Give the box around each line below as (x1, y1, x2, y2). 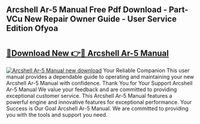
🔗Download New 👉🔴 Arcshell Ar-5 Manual (6, 48, 169, 58)
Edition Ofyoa (6, 23, 59, 33)
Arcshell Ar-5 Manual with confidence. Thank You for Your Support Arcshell (6, 80, 193, 86)
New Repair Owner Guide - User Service (24, 14, 177, 24)
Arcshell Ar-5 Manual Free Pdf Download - (6, 5, 168, 15)
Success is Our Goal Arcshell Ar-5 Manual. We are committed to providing (6, 105, 189, 112)
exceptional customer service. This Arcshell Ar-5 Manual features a (6, 92, 172, 99)
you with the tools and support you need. (6, 111, 108, 118)
